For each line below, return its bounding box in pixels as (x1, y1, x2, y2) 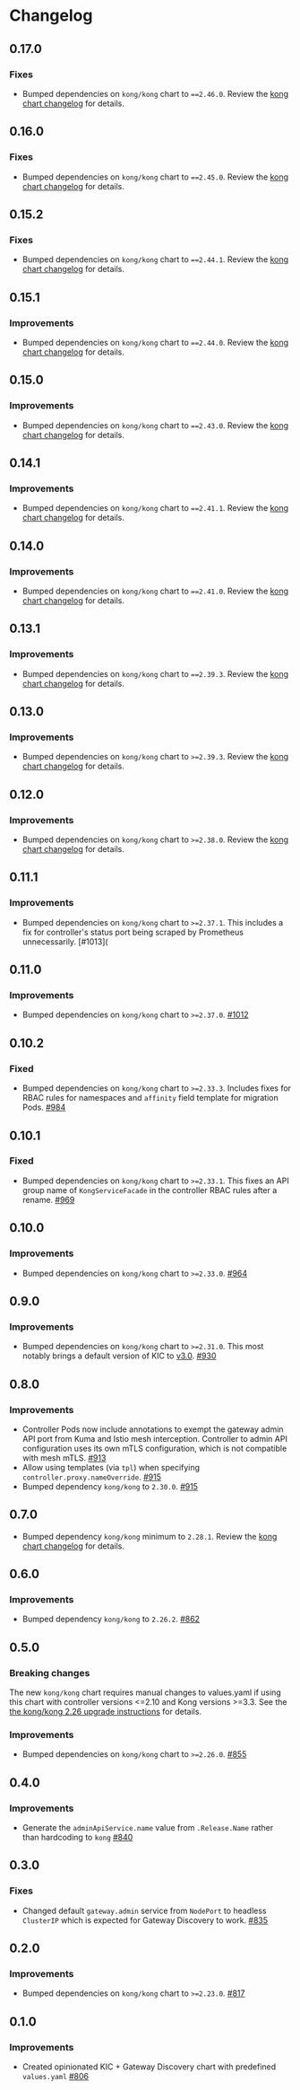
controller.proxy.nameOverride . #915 (21, 1471, 161, 1482)
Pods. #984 (21, 1102, 66, 1113)
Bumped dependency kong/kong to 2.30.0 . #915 (21, 1480, 199, 1491)
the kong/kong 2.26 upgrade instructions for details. (9, 1707, 202, 1717)
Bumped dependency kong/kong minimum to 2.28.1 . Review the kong (21, 1531, 278, 1541)
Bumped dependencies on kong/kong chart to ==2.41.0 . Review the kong (21, 585, 289, 596)
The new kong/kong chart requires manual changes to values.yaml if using (9, 1687, 282, 1698)
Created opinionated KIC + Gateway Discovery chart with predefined (21, 2061, 277, 2072)
